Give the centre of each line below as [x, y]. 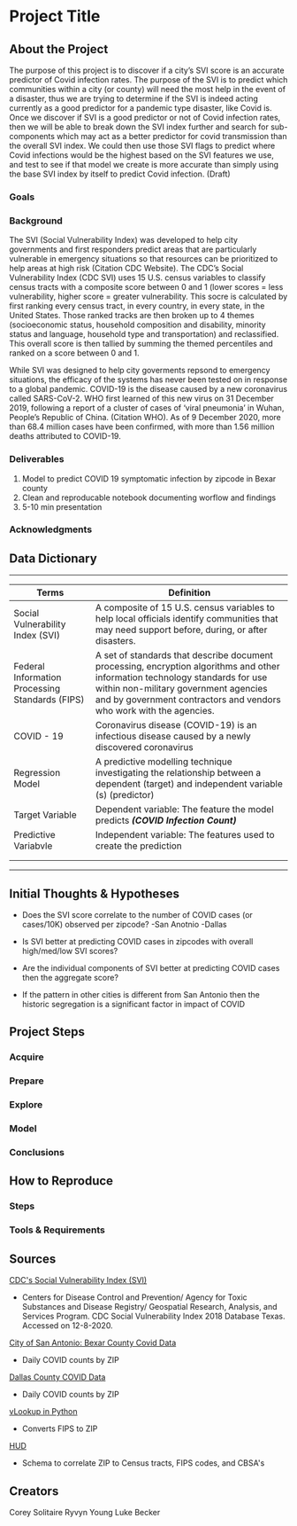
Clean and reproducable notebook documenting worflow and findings [149, 497]
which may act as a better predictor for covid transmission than [172, 136]
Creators [34, 1491]
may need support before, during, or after [182, 630]
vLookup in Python [43, 1412]
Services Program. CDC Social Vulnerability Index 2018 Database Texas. [153, 1316]
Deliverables [37, 459]
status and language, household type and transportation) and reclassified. [144, 334]
